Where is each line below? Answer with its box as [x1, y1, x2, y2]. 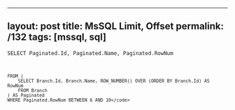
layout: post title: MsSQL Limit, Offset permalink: [7, 20, 224, 32]
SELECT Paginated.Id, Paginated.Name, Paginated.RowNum [7, 49, 173, 56]
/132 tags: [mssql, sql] [7, 31, 107, 43]
